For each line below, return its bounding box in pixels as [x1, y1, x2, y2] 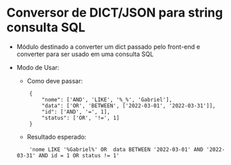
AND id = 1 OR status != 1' [38, 152, 120, 159]
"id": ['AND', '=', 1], [42, 108, 110, 115]
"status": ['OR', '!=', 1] [42, 114, 120, 121]
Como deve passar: [26, 76, 83, 85]
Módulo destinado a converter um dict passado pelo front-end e [16, 42, 200, 51]
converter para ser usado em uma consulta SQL [16, 50, 154, 58]
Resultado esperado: [26, 132, 87, 141]
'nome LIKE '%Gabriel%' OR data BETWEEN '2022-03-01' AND [29, 146, 204, 153]
